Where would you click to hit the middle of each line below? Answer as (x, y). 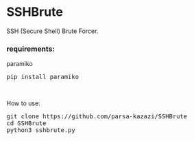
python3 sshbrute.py (41, 130)
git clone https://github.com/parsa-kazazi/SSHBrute (97, 117)
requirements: (31, 49)
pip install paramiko (43, 77)
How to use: (23, 103)
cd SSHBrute (26, 123)
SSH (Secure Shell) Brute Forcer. (52, 31)
